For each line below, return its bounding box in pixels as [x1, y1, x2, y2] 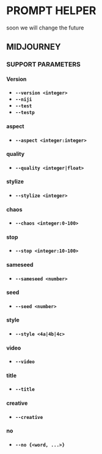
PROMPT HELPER [6, 4, 97, 18]
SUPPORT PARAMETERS [6, 60, 81, 69]
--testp [15, 110, 35, 116]
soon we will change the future [6, 24, 84, 31]
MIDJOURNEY [6, 42, 61, 52]
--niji [15, 96, 32, 103]
